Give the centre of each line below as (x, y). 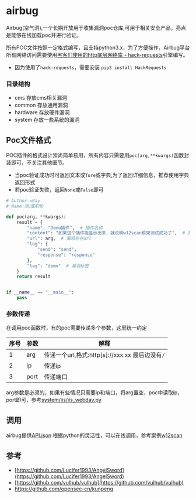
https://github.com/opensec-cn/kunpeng (64, 489)
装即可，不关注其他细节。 (37, 163)
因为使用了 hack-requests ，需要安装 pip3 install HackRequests (90, 67)
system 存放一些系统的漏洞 (47, 120)
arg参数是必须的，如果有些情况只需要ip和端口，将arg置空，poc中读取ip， (94, 393)
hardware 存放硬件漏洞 (42, 112)
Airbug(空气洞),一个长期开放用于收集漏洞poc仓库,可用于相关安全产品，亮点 (96, 28)
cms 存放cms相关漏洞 (41, 98)
